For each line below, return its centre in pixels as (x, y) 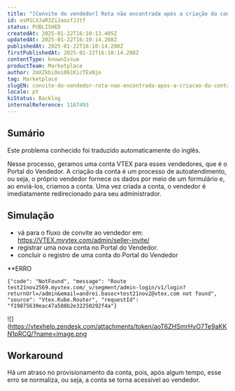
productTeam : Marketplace (45, 66)
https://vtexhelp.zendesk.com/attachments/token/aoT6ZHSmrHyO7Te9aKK (118, 326)
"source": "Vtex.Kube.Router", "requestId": (73, 300)
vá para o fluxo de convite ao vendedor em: (80, 233)
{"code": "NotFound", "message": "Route (67, 281)
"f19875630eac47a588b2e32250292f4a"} (62, 306)
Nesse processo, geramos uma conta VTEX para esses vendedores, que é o (117, 164)
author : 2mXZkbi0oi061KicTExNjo (54, 72)
